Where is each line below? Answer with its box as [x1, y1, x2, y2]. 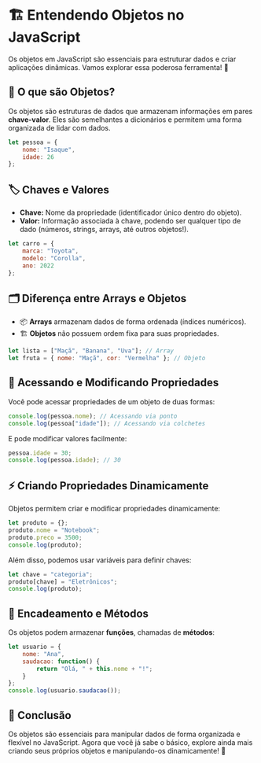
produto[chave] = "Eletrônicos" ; [8, 577, 118, 586]
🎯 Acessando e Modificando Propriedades [8, 376, 219, 389]
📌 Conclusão [8, 709, 72, 722]
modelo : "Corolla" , [22, 254, 86, 262]
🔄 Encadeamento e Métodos [8, 606, 149, 620]
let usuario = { [8, 643, 61, 651]
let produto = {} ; [8, 519, 68, 527]
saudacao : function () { [22, 658, 101, 665]
